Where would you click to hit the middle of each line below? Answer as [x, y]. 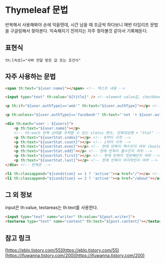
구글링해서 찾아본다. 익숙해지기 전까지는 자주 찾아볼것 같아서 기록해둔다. [79, 30]
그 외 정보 [19, 195]
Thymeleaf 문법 [37, 10]
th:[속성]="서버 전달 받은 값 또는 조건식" [43, 60]
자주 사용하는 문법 [30, 77]
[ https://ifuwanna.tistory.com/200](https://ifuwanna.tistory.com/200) [75, 255]
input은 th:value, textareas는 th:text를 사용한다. [52, 207]
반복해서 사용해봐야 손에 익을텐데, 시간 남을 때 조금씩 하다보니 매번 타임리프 [77, 25]
